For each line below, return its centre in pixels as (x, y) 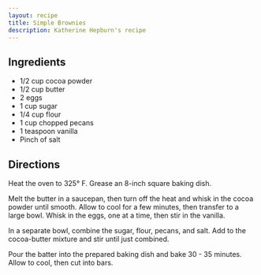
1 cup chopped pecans (57, 123)
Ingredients (37, 62)
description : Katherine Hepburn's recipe (77, 30)
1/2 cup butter (42, 89)
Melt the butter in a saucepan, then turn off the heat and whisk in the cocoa (131, 199)
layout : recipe (33, 15)
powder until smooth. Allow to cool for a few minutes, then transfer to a (123, 207)
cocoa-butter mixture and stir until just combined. (89, 239)
